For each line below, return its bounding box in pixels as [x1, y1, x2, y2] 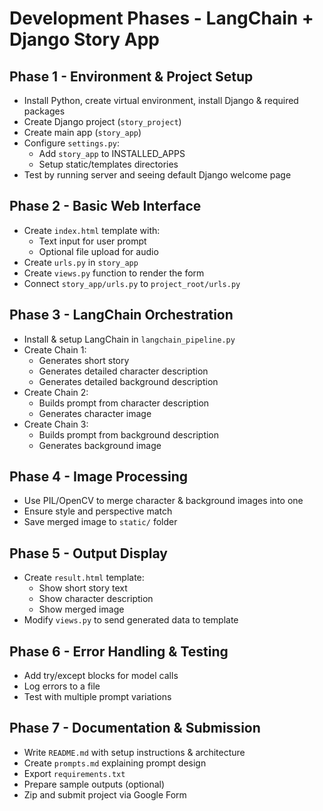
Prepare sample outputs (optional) [23, 778, 166, 790]
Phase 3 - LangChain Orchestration [9, 307, 234, 324]
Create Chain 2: [23, 386, 89, 398]
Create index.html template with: [23, 224, 161, 236]
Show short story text [38, 582, 128, 594]
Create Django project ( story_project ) [23, 116, 182, 127]
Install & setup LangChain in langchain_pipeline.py [23, 333, 236, 345]
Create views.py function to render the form [23, 267, 205, 279]
